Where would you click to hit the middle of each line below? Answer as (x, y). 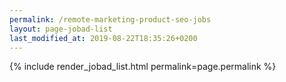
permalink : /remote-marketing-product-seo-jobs (110, 19)
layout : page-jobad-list (61, 29)
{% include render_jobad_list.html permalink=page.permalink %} (143, 67)
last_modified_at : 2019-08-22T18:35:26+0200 (103, 38)
